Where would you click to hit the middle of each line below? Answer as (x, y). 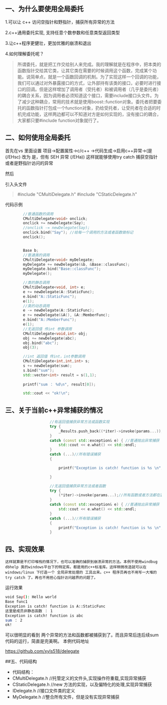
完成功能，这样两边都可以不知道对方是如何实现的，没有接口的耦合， (91, 114)
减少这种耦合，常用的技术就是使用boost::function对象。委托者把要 (89, 102)
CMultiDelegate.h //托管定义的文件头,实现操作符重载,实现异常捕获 (79, 678)
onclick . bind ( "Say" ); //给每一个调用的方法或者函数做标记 (78, 233)
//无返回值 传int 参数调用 (47, 329)
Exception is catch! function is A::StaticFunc (55, 606)
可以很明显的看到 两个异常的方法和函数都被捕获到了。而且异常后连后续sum (82, 635)
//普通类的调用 (36, 255)
